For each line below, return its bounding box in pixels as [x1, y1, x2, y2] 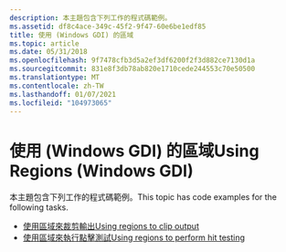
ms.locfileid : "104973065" [9, 98, 112, 108]
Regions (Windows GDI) [9, 161, 194, 181]
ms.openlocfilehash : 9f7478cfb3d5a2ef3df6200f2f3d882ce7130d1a [9, 56, 256, 65]
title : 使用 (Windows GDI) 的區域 [9, 30, 134, 39]
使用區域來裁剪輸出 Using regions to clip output [22, 221, 199, 232]
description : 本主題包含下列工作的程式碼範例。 [9, 13, 172, 23]
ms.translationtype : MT [9, 73, 101, 82]
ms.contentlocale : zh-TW [9, 81, 104, 90]
